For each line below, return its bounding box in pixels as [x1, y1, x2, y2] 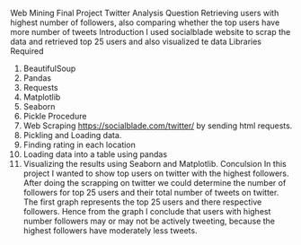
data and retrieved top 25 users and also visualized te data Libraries [10, 36, 261, 47]
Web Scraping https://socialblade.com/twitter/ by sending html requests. [22, 120, 293, 131]
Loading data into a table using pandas [22, 149, 168, 160]
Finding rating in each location [22, 139, 136, 150]
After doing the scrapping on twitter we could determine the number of [22, 178, 287, 188]
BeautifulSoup [22, 63, 76, 74]
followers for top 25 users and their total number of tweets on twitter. [22, 188, 279, 197]
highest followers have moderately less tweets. [22, 225, 198, 236]
